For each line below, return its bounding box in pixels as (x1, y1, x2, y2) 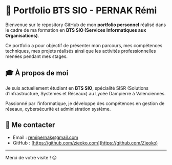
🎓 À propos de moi (5, 69, 69, 77)
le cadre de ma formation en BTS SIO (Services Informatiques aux (5, 27, 146, 33)
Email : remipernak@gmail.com (12, 134, 78, 140)
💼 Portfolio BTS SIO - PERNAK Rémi (5, 5, 157, 16)
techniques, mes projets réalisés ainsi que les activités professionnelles (5, 48, 156, 54)
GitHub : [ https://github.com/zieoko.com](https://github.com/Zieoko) (12, 139, 158, 146)
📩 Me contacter (5, 120, 55, 130)
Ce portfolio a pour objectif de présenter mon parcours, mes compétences (5, 42, 163, 48)
